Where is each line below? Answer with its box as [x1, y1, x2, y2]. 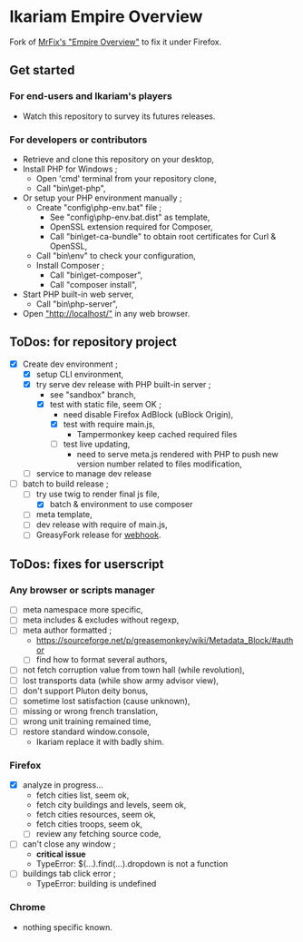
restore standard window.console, [22, 726, 150, 737]
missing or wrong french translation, [22, 705, 159, 716]
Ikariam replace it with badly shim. [35, 736, 165, 747]
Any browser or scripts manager [9, 584, 156, 596]
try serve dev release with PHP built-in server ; [35, 378, 211, 389]
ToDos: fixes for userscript [9, 556, 164, 572]
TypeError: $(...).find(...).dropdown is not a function [35, 859, 229, 869]
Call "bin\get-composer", [49, 270, 143, 280]
